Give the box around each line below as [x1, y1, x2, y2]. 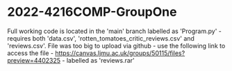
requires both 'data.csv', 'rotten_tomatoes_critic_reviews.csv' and [7, 34, 194, 42]
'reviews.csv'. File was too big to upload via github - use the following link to [7, 41, 226, 50]
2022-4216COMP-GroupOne [7, 4, 177, 20]
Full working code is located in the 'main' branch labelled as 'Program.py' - [7, 27, 222, 35]
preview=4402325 [7, 56, 61, 64]
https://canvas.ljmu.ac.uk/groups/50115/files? [55, 49, 185, 57]
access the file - [7, 49, 54, 57]
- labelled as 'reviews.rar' [62, 56, 135, 64]
